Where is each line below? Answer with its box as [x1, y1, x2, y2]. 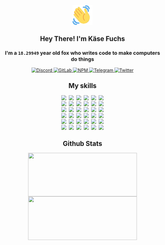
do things [71, 56, 94, 63]
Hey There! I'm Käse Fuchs [40, 35, 125, 43]
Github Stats [63, 139, 102, 148]
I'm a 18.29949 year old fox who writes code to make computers [4, 50, 161, 57]
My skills [68, 82, 97, 90]
